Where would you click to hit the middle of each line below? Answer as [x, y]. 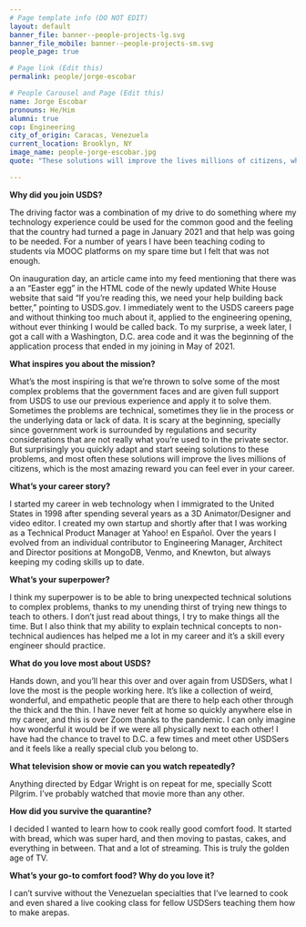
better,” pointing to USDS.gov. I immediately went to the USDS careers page [152, 307]
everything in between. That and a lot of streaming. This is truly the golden [149, 848]
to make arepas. [40, 912]
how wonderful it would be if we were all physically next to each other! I [144, 728]
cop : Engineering [42, 127]
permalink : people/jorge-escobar [73, 77]
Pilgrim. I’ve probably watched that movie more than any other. [127, 793]
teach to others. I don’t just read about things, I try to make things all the [145, 616]
